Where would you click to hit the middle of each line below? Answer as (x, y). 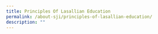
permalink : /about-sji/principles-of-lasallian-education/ (79, 17)
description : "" (26, 22)
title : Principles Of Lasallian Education (58, 11)
